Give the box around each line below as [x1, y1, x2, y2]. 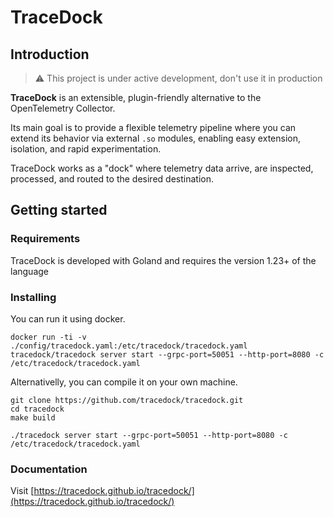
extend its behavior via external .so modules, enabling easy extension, [10, 132, 301, 144]
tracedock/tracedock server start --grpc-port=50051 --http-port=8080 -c [10, 349, 325, 360]
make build [10, 412, 56, 423]
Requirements [10, 232, 81, 246]
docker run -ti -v [10, 332, 87, 342]
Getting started [10, 202, 108, 219]
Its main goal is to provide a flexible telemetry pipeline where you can [10, 122, 297, 133]
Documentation [10, 462, 88, 476]
